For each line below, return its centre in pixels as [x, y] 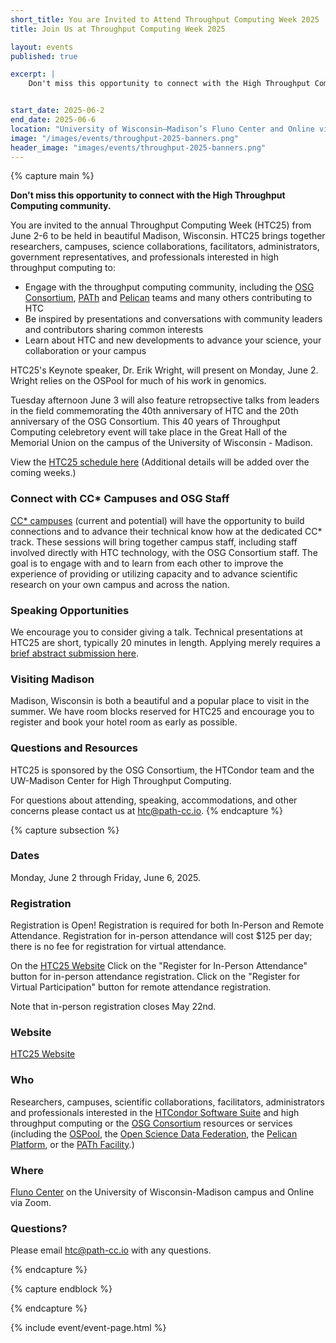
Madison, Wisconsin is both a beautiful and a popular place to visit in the [160, 701]
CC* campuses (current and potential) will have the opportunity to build [157, 520]
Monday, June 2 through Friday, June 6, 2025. [106, 877]
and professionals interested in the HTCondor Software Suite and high [155, 1112]
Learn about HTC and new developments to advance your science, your [173, 340]
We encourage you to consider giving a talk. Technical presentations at [156, 632]
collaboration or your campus [85, 351]
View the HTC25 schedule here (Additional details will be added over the [160, 462]
